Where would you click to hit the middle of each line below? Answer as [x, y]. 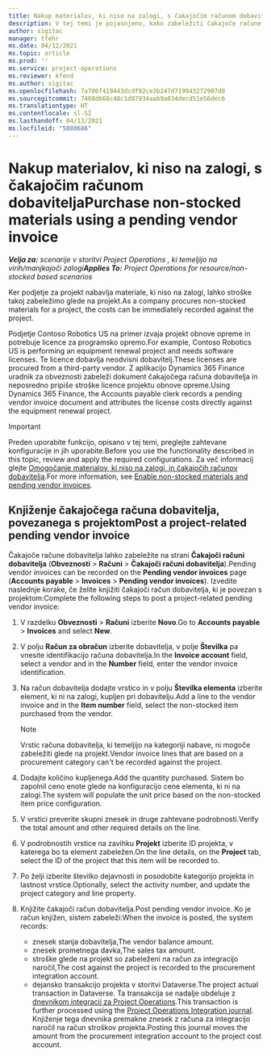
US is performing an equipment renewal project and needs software [121, 350]
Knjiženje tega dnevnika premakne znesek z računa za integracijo [141, 1019]
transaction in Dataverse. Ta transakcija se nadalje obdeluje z [134, 993]
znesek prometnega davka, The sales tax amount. [114, 950]
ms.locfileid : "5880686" [50, 128]
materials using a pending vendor [123, 220]
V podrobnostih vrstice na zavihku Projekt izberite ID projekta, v [127, 843]
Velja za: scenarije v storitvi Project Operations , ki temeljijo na [113, 259]
